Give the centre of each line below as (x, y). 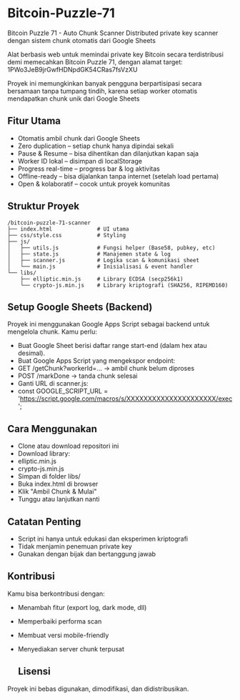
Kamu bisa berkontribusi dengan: (56, 594)
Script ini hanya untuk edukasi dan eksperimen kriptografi (102, 539)
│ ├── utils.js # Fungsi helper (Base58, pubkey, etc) (111, 248)
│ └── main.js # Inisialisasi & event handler (100, 266)
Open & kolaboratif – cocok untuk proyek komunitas (94, 184)
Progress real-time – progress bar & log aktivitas (89, 169)
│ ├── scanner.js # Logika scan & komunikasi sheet (104, 260)
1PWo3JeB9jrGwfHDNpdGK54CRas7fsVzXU (72, 69)
